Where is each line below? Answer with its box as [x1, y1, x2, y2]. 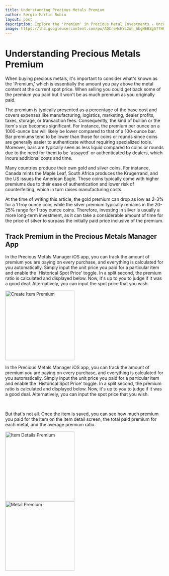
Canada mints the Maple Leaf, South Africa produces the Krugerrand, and [5, 170, 158, 176]
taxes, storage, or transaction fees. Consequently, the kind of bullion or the [5, 117, 160, 124]
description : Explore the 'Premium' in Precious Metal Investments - [5, 21, 154, 27]
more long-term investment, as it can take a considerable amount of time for [5, 212, 163, 218]
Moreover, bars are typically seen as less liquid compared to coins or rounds [5, 145, 164, 151]
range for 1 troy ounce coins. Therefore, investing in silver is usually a [16, 207, 160, 213]
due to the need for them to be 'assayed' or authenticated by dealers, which [5, 150, 163, 156]
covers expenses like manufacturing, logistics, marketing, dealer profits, [5, 112, 155, 118]
